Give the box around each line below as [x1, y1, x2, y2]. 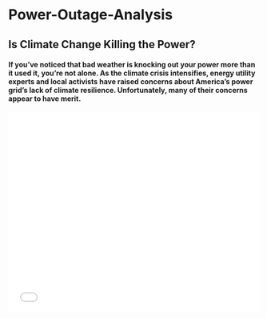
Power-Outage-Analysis [8, 6, 173, 24]
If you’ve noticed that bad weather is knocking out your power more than [8, 60, 256, 70]
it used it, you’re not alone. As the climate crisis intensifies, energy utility [8, 68, 256, 78]
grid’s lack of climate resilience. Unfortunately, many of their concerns [8, 86, 248, 95]
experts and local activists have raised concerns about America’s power [8, 77, 253, 87]
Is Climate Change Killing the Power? [8, 38, 196, 51]
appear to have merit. [8, 94, 82, 103]
